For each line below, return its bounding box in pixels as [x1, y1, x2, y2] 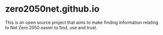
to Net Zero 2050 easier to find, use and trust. [5, 24, 98, 30]
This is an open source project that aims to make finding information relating [5, 19, 159, 25]
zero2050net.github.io [5, 3, 100, 15]
